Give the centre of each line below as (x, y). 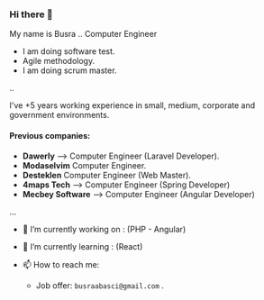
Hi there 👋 (32, 14)
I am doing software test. (68, 51)
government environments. (59, 115)
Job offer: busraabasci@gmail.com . (100, 285)
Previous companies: (50, 135)
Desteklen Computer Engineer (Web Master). (107, 175)
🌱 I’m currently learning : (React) (82, 246)
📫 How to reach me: (61, 264)
